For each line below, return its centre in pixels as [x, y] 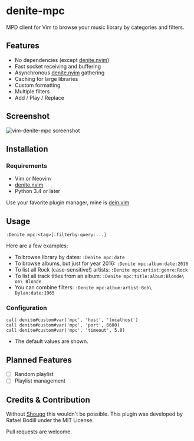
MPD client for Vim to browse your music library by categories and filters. [95, 27]
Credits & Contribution [48, 400]
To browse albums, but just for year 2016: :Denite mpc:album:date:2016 [101, 263]
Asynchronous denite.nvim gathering [60, 73]
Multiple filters [32, 91]
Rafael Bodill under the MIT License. [50, 420]
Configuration [27, 308]
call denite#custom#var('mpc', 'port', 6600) [63, 325]
